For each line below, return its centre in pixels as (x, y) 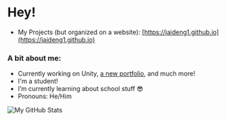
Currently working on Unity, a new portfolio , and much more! (106, 74)
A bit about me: (34, 58)
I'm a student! (38, 81)
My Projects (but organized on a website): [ (81, 32)
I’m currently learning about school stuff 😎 (80, 89)
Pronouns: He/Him (45, 96)
